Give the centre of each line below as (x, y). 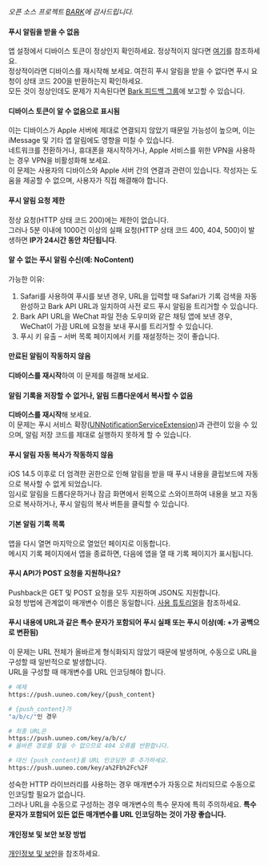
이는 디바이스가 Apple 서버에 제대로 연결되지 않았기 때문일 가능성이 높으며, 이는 (132, 130)
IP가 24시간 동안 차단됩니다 (72, 240)
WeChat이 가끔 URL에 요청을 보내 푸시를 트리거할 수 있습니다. (116, 326)
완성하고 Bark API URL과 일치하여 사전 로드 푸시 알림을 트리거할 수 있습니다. (139, 306)
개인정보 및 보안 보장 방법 (47, 834)
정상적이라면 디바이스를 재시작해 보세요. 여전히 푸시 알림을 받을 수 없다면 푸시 (129, 71)
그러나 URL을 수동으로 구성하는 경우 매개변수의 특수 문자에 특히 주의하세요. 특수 (132, 804)
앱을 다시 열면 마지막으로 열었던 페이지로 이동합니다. (89, 543)
